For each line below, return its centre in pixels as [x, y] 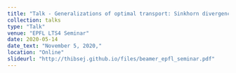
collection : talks [34, 20]
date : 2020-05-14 [33, 40]
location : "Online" [36, 53]
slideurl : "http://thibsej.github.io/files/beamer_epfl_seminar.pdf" [111, 59]
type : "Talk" [26, 26]
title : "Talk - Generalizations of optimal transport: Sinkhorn [103, 14]
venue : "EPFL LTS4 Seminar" [48, 33]
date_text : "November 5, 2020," [54, 46]
